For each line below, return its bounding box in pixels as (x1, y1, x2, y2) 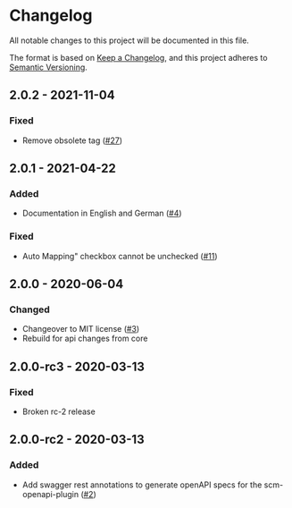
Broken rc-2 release (21, 406, 96, 417)
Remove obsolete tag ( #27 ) (21, 135, 123, 146)
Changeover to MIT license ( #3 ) (21, 324, 140, 334)
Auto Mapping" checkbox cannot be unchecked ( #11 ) (21, 250, 218, 261)
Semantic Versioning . (9, 62, 88, 72)
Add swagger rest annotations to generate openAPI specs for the (21, 479, 263, 490)
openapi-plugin (21, 488, 79, 499)
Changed (9, 303, 51, 316)
